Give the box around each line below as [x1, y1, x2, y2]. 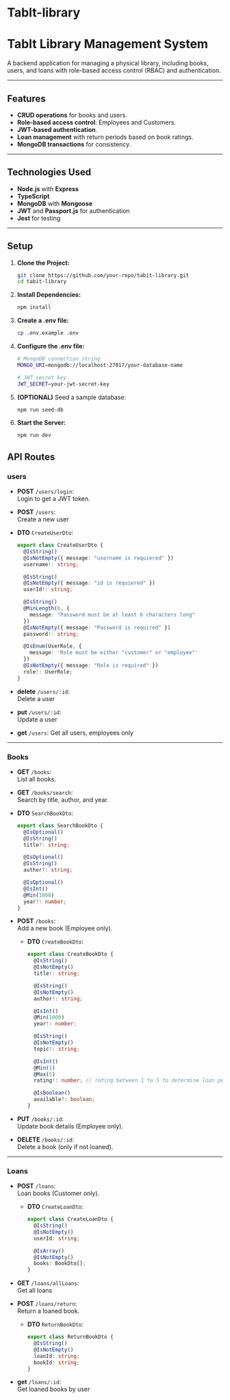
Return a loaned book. [16, 1307, 80, 1315]
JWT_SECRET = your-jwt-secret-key [16, 380, 110, 388]
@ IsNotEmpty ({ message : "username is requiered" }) [23, 555, 174, 562]
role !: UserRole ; [23, 668, 73, 675]
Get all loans [16, 1287, 53, 1295]
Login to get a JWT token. [16, 495, 90, 502]
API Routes [7, 451, 55, 463]
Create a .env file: [16, 316, 69, 324]
